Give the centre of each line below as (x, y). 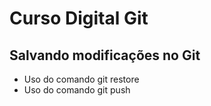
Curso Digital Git (79, 18)
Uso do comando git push (77, 90)
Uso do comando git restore (81, 79)
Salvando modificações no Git (105, 55)
